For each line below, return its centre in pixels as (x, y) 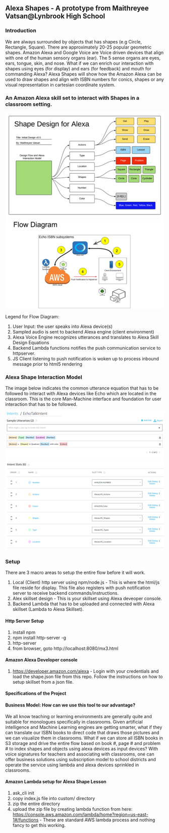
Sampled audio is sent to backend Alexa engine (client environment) (83, 332)
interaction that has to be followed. (41, 404)
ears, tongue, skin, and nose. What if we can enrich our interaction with (79, 63)
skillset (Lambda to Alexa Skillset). (48, 609)
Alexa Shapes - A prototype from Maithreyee (77, 8)
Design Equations (31, 343)
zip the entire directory (36, 804)
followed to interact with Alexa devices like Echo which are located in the (81, 394)
